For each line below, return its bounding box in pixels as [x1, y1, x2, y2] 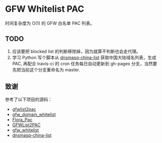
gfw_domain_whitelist [12, 111, 56, 117]
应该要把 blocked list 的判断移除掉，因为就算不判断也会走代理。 [12, 48, 141, 54]
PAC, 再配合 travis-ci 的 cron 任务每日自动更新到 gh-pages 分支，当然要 [12, 60, 158, 67]
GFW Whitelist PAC [5, 3, 84, 15]
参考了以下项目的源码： [5, 96, 52, 102]
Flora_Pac [12, 117, 33, 122]
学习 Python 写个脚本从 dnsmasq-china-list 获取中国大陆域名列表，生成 [12, 54, 157, 60]
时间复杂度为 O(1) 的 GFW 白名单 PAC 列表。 [5, 20, 95, 26]
